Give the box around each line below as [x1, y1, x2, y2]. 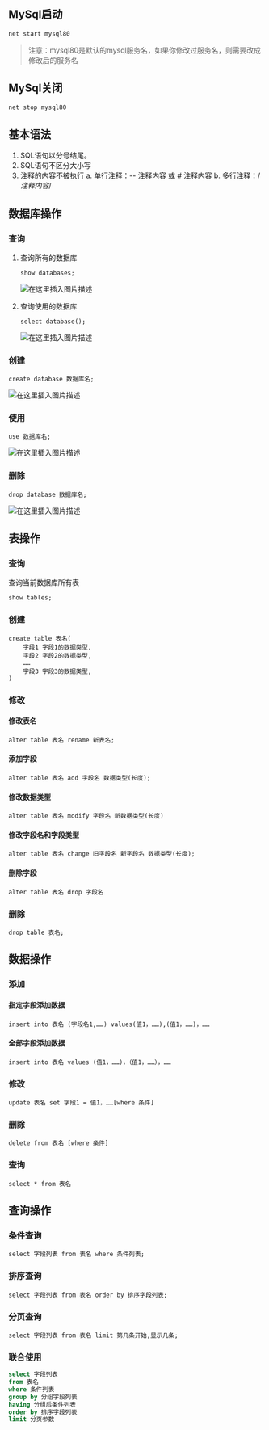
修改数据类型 [8, 792, 51, 801]
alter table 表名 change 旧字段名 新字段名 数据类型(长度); [8, 850, 195, 858]
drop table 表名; [8, 928, 65, 936]
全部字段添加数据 [8, 1038, 65, 1048]
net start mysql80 [8, 29, 70, 38]
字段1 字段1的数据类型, [23, 643, 92, 651]
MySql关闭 [8, 82, 63, 95]
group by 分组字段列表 [8, 1393, 78, 1401]
